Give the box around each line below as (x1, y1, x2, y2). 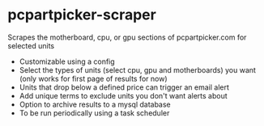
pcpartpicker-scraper (7, 6, 157, 24)
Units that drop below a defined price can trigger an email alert (19, 82, 230, 92)
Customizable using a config (19, 57, 115, 66)
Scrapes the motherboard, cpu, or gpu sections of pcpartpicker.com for (7, 32, 247, 42)
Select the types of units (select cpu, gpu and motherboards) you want (19, 65, 257, 74)
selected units (7, 40, 54, 50)
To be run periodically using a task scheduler (19, 107, 170, 118)
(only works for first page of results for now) (19, 73, 168, 83)
